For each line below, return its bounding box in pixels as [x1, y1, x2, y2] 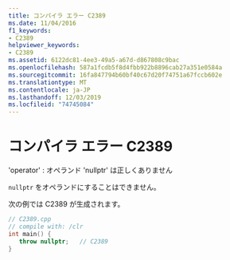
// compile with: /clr [8, 223, 84, 230]
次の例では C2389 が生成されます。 [8, 199, 125, 209]
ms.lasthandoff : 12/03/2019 [8, 93, 102, 101]
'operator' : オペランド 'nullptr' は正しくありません [8, 165, 173, 175]
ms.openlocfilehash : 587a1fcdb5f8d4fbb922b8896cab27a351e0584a [8, 64, 223, 72]
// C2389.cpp [8, 215, 52, 223]
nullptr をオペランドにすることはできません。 [8, 183, 161, 192]
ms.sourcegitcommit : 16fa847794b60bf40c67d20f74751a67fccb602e [8, 71, 223, 79]
